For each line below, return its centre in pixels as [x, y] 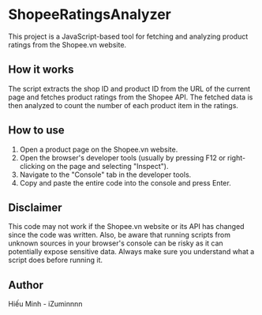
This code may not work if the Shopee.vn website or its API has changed [126, 227]
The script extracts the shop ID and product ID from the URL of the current [129, 88]
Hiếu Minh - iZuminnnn [45, 304]
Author [26, 285]
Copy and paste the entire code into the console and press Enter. [125, 182]
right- [237, 157]
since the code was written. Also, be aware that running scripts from [120, 235]
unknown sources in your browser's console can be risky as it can [116, 243]
